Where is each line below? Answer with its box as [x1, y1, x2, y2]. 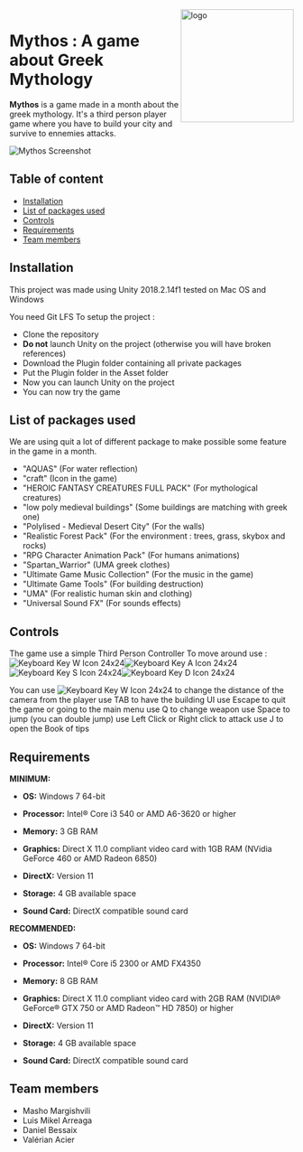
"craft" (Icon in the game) [22, 473, 117, 484]
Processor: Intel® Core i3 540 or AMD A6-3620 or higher [22, 809, 236, 819]
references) [22, 348, 67, 359]
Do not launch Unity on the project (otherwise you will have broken [22, 338, 271, 349]
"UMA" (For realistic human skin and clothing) [22, 588, 193, 599]
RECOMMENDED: [9, 923, 77, 933]
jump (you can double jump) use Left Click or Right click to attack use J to [9, 714, 284, 725]
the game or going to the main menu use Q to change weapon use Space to [9, 704, 290, 715]
